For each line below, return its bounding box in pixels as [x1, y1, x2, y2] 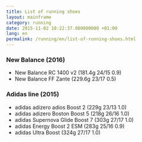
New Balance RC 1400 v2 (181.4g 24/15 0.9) [14, 69, 122, 76]
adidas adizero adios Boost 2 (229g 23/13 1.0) [14, 104, 127, 111]
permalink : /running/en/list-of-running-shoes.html [6, 36, 136, 42]
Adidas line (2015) [6, 90, 60, 98]
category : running [6, 20, 51, 25]
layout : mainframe [6, 14, 51, 20]
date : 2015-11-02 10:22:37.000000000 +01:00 [6, 25, 118, 31]
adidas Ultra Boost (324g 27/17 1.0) [14, 128, 101, 136]
